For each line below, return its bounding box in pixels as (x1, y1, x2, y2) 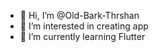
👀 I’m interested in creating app (19, 20, 149, 32)
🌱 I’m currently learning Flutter (19, 31, 146, 42)
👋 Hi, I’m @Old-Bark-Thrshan (19, 10, 140, 21)
